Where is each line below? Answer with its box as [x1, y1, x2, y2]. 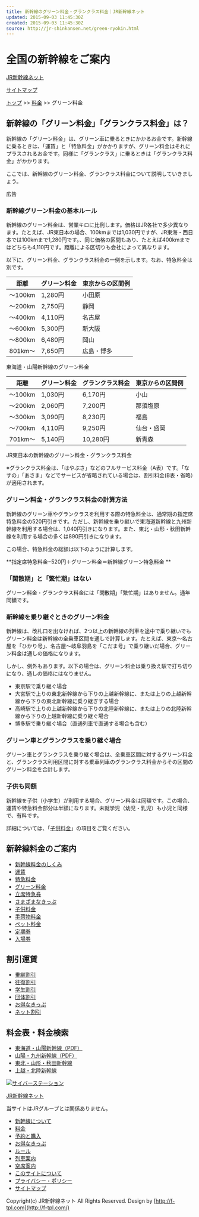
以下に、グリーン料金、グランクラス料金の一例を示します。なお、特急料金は [6, 256, 193, 264]
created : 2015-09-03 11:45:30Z [6, 20, 84, 26]
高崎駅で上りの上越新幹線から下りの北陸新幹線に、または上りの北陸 [14, 705, 182, 713]
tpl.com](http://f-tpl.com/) [6, 1204, 70, 1211]
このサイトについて [14, 1170, 62, 1177]
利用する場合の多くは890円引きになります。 [16, 532, 125, 540]
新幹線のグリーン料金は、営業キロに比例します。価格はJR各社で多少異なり [6, 221, 189, 228]
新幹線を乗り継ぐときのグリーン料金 [6, 612, 110, 621]
